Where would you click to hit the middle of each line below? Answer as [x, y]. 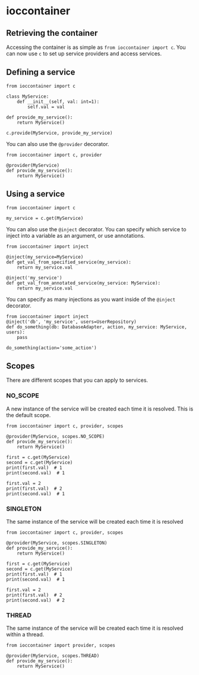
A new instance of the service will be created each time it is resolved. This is [100, 409]
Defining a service [41, 72]
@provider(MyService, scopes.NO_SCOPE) [56, 436]
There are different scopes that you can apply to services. [77, 380]
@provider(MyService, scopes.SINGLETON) [57, 543]
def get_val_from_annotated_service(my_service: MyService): [83, 283]
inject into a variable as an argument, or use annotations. [76, 235]
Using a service [36, 194]
